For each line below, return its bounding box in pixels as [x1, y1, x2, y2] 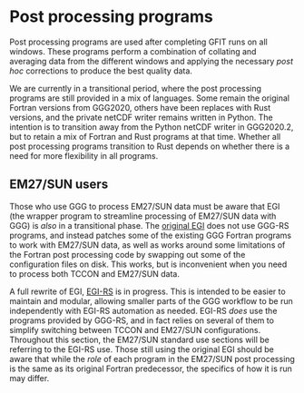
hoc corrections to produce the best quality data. [9, 65, 193, 76]
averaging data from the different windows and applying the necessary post [9, 55, 293, 66]
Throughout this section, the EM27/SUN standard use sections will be [9, 334, 270, 345]
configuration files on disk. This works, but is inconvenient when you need [9, 259, 288, 270]
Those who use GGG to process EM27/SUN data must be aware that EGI [9, 201, 280, 211]
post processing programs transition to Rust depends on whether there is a [9, 141, 290, 152]
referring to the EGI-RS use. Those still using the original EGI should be [9, 343, 274, 355]
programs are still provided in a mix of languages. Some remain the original [9, 93, 290, 103]
